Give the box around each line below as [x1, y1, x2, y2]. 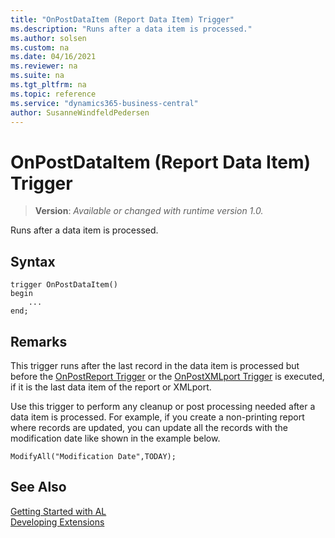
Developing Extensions [10, 516, 105, 528]
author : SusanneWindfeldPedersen [10, 107, 150, 118]
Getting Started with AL [10, 505, 107, 517]
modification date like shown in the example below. [10, 432, 221, 444]
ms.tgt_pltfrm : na [10, 80, 87, 90]
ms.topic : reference [10, 89, 97, 99]
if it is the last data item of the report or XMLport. [10, 381, 212, 393]
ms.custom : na [10, 42, 70, 53]
